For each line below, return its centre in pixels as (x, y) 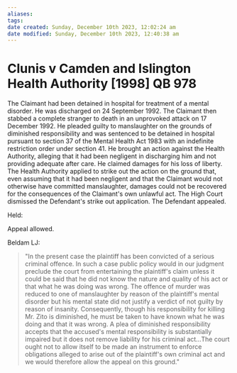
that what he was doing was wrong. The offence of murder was (117, 286)
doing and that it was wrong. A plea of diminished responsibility (117, 324)
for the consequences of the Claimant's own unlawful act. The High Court (115, 194)
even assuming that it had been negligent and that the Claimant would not (115, 179)
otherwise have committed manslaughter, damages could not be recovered (117, 186)
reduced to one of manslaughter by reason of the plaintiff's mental (122, 294)
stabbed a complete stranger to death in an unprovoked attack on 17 (107, 118)
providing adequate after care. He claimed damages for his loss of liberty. (115, 164)
